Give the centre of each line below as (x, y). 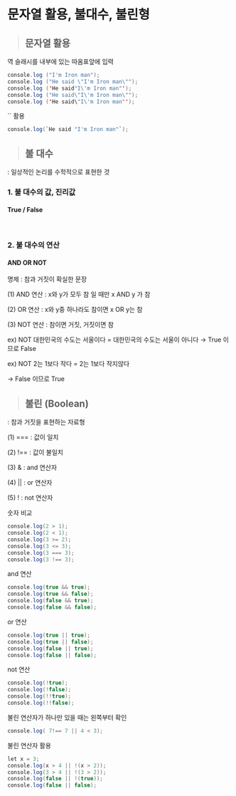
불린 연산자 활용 (29, 745)
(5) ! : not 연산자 (30, 498)
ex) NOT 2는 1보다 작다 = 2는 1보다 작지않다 (69, 364)
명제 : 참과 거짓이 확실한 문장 (47, 279)
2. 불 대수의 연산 (34, 245)
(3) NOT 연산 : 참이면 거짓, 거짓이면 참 (60, 325)
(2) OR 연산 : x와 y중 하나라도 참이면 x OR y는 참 (75, 310)
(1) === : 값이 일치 (33, 437)
